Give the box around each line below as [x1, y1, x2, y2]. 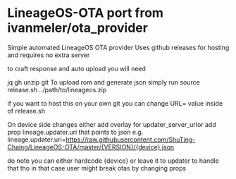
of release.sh [7, 106, 46, 115]
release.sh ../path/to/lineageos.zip [7, 85, 107, 94]
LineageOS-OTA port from [7, 5, 164, 21]
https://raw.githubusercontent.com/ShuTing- [66, 135, 196, 144]
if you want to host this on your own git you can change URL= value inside [7, 99, 223, 107]
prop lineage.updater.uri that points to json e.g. [7, 128, 144, 136]
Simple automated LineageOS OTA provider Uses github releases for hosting [7, 43, 230, 51]
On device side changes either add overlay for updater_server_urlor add [7, 120, 216, 128]
